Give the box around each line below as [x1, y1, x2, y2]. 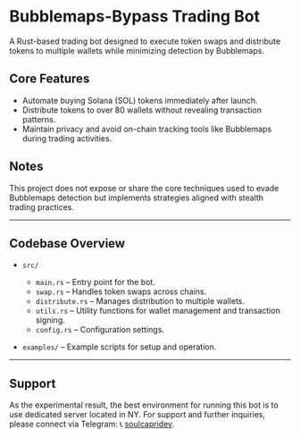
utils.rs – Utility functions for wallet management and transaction [35, 306, 281, 316]
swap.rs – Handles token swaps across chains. [35, 286, 207, 297]
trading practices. [9, 201, 74, 212]
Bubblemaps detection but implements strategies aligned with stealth [9, 192, 264, 203]
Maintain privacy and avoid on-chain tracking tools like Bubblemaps [21, 123, 272, 134]
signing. [35, 315, 65, 325]
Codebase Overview [9, 235, 126, 251]
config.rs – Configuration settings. [35, 324, 165, 335]
